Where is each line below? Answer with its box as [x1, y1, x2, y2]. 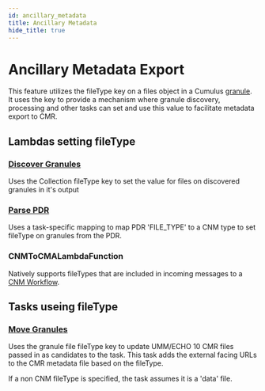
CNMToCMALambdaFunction [8, 251, 124, 262]
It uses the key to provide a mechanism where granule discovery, [8, 95, 221, 104]
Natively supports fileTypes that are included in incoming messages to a [8, 268, 243, 278]
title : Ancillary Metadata [8, 19, 97, 27]
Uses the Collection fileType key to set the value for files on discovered [8, 177, 240, 186]
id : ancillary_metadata [8, 11, 87, 20]
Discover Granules [8, 158, 81, 169]
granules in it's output [8, 185, 79, 194]
